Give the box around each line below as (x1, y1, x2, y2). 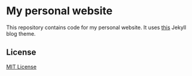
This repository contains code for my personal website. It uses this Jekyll (6, 24, 187, 31)
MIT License (6, 63, 37, 70)
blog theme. (6, 30, 36, 37)
